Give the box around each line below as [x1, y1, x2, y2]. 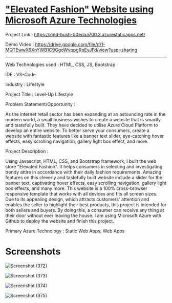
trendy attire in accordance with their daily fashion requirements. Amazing [5, 169, 162, 175]
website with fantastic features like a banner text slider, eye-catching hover [5, 133, 164, 139]
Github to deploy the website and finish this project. [5, 218, 114, 224]
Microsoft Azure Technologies [5, 14, 137, 26]
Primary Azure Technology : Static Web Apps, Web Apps [5, 228, 125, 234]
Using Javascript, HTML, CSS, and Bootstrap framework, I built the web [5, 158, 157, 164]
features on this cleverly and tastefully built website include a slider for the [5, 174, 163, 180]
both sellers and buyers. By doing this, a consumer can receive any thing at [5, 207, 165, 213]
